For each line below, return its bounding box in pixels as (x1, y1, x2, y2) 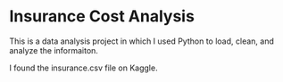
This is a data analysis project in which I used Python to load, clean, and (9, 36, 274, 46)
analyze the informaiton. (9, 45, 98, 55)
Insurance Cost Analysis (9, 6, 195, 27)
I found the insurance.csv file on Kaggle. (9, 62, 158, 73)
